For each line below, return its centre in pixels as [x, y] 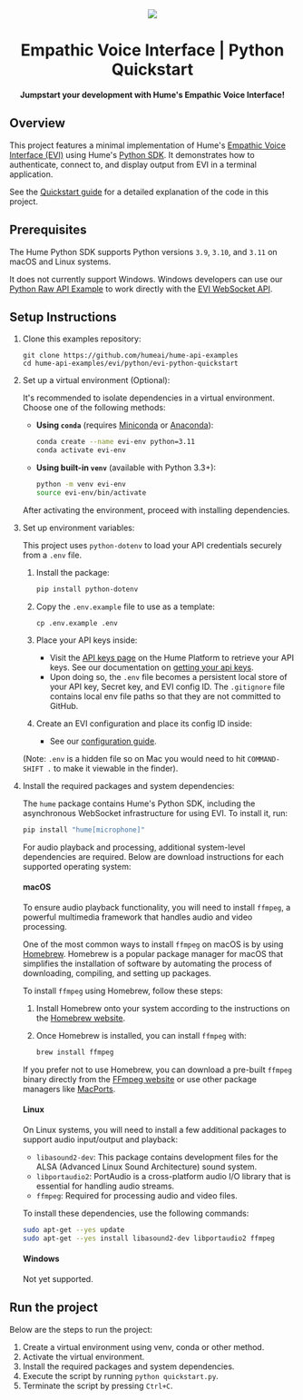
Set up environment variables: [78, 527]
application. [31, 174]
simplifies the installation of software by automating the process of [147, 963]
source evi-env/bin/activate [91, 493]
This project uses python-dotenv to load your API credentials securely [152, 545]
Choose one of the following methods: [94, 408]
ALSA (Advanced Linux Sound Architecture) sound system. [146, 1167]
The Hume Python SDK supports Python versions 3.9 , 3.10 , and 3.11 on [144, 251]
